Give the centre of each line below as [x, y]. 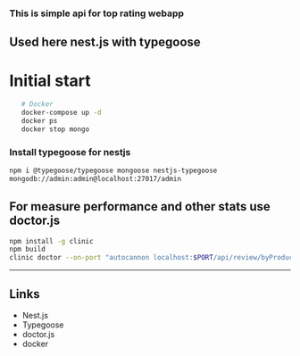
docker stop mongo [55, 129]
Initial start [50, 81]
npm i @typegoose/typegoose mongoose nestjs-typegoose [113, 171]
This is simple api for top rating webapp [97, 13]
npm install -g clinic [51, 241]
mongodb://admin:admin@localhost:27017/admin [95, 178]
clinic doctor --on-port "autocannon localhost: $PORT [112, 258]
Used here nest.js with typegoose [105, 42]
